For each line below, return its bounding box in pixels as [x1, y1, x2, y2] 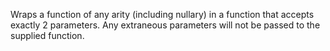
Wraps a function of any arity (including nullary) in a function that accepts [10, 9, 315, 20]
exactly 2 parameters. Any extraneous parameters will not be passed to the [10, 19, 321, 31]
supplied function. [10, 30, 85, 41]
